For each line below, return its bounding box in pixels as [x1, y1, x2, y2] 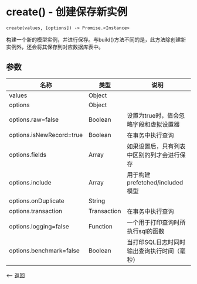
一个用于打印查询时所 [127, 218, 186, 226]
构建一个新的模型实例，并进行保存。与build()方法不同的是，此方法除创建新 [6, 36, 186, 43]
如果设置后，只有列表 [127, 142, 186, 150]
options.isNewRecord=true [9, 131, 83, 139]
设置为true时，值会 [127, 111, 179, 119]
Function [88, 222, 113, 230]
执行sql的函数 [127, 227, 165, 235]
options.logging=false [9, 222, 69, 230]
